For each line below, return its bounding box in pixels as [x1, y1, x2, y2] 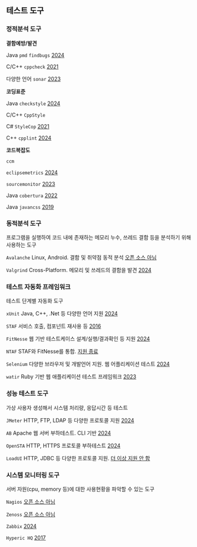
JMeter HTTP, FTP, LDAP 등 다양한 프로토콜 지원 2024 [6, 416, 135, 423]
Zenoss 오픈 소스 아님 [6, 510, 56, 518]
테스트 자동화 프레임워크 [6, 283, 71, 291]
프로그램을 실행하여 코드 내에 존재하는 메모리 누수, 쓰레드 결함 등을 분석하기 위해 [6, 233, 192, 241]
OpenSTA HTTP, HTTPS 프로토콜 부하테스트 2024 [6, 442, 120, 449]
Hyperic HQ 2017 [6, 534, 46, 541]
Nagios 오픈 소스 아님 [6, 498, 56, 505]
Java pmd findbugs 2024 [6, 51, 65, 58]
